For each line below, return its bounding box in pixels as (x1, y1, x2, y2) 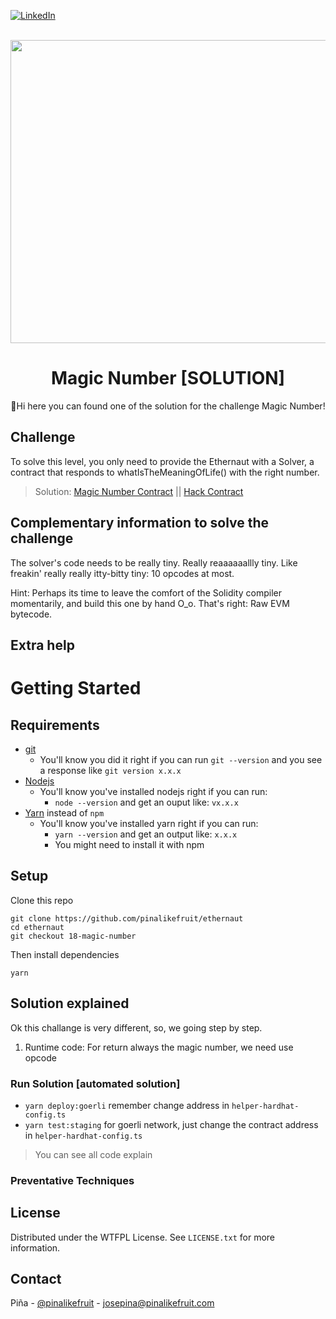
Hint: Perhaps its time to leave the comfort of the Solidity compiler (10, 586, 282, 599)
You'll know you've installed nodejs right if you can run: (39, 785, 268, 797)
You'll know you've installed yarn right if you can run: (39, 817, 259, 829)
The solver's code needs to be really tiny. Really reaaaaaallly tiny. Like (10, 556, 298, 569)
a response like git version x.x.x (39, 764, 182, 776)
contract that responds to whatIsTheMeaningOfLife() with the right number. (10, 466, 320, 478)
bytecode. (10, 608, 53, 620)
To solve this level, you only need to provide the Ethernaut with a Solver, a (10, 455, 315, 467)
